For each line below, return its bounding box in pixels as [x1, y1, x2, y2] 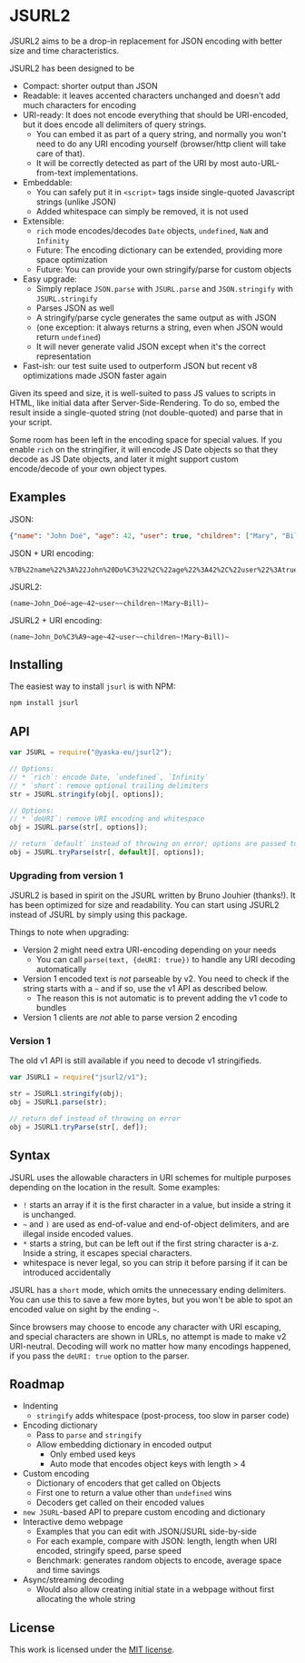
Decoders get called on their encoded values [35, 1497, 205, 1509]
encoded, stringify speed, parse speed [35, 1546, 182, 1557]
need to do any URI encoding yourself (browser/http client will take [35, 138, 287, 149]
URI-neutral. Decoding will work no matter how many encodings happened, [9, 1340, 291, 1351]
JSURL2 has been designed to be [9, 63, 134, 74]
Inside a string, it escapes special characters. [22, 1247, 192, 1259]
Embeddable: [22, 176, 73, 187]
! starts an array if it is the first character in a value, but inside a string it [22, 1199, 291, 1210]
